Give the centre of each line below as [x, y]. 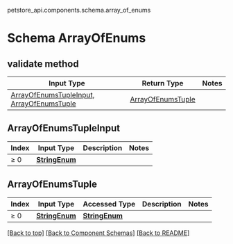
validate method [43, 64]
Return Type [163, 83]
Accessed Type [109, 204]
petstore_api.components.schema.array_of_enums [79, 10]
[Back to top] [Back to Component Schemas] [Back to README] [98, 233]
